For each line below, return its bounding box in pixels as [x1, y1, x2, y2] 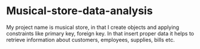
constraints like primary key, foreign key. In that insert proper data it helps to [6, 30, 195, 37]
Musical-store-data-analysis [6, 4, 153, 18]
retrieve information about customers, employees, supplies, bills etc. [6, 36, 175, 43]
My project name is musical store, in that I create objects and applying [6, 24, 180, 31]
